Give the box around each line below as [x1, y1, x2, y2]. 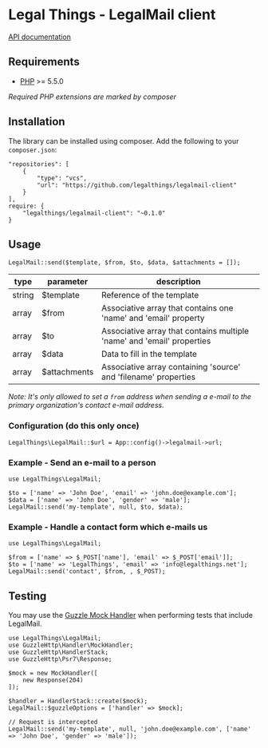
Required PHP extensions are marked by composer [8, 92, 177, 101]
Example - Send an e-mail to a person [8, 457, 156, 468]
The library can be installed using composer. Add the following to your [8, 136, 239, 145]
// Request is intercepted [8, 718, 98, 726]
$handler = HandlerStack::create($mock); [8, 697, 148, 706]
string [12, 290, 34, 301]
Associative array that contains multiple [100, 326, 250, 337]
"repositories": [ [8, 160, 69, 168]
